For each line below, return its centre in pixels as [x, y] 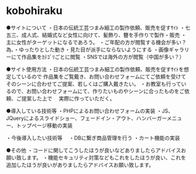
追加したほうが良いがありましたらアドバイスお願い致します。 [80, 165]
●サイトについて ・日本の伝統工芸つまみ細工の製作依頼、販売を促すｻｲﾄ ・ [96, 27]
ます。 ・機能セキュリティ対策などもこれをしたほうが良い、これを [106, 157]
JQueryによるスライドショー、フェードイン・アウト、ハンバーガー [87, 118]
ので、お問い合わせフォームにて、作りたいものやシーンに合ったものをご [98, 91]
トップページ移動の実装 [44, 125]
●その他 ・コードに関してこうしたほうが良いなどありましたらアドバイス [94, 150]
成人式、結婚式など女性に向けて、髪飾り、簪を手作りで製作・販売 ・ [104, 35]
